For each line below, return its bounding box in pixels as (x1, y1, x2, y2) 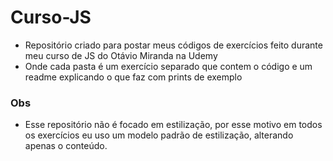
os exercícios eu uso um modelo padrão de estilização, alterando (24, 129, 294, 141)
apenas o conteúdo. (24, 140, 108, 152)
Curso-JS (10, 6, 92, 29)
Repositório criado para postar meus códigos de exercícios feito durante (24, 39, 323, 51)
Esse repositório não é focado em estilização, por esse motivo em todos (24, 119, 323, 131)
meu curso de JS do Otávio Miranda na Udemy (24, 49, 218, 61)
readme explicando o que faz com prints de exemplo (24, 71, 243, 83)
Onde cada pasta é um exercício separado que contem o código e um (24, 60, 313, 72)
